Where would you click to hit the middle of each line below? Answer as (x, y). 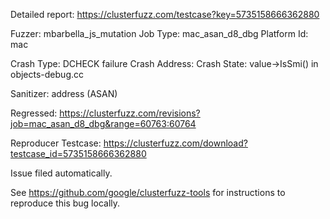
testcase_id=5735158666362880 (78, 153)
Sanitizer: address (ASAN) (64, 93)
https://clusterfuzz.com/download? (175, 143)
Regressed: (34, 113)
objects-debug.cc (47, 74)
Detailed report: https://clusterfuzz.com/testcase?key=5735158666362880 (165, 14)
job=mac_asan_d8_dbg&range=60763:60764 (103, 123)
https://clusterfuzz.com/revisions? (130, 113)
